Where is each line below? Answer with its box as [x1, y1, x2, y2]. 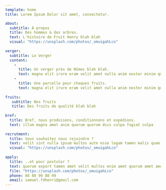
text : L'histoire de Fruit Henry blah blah [9, 35, 100, 40]
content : [9, 58, 28, 63]
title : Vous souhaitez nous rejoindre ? [9, 136, 94, 141]
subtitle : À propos [9, 25, 50, 30]
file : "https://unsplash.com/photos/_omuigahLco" [9, 168, 114, 174]
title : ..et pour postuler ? [9, 159, 70, 164]
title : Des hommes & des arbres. [9, 30, 79, 35]
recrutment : [5, 131, 30, 136]
